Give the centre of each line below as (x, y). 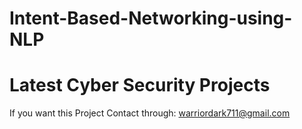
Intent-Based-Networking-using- (151, 18)
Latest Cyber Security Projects (140, 85)
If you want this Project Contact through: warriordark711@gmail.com (150, 113)
